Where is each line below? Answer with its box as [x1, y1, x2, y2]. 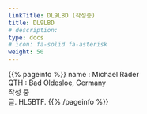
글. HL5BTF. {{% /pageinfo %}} [8, 97, 109, 106]
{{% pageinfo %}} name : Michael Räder [8, 70, 140, 79]
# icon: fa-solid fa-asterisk [8, 41, 108, 49]
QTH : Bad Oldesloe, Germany [8, 78, 107, 87]
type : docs [8, 33, 44, 42]
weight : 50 [8, 48, 44, 56]
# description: [8, 26, 58, 34]
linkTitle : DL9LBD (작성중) [8, 11, 96, 20]
